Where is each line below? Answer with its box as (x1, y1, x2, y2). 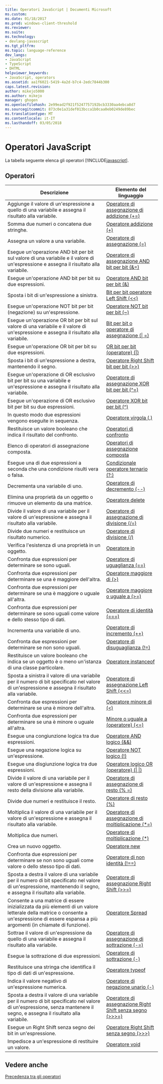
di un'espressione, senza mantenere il (7, 1004, 94, 1011)
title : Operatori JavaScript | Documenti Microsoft (5, 7, 112, 12)
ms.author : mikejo (5, 93, 42, 98)
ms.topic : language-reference (5, 48, 66, 53)
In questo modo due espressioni (7, 412, 81, 418)
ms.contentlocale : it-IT (5, 116, 55, 121)
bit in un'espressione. (7, 1030, 57, 1037)
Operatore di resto (106, 795, 148, 802)
